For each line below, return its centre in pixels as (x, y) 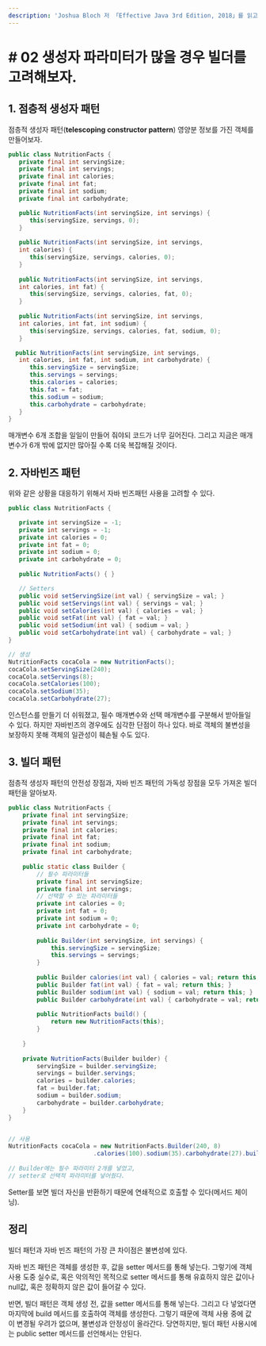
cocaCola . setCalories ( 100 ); (55, 684)
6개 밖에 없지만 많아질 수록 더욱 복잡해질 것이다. (103, 445)
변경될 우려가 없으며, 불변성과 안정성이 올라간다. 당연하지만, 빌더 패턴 (123, 1323)
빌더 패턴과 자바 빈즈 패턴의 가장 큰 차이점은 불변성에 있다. (98, 1250)
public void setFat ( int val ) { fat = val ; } (93, 618)
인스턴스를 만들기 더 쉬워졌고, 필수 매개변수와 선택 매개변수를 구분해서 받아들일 (130, 715)
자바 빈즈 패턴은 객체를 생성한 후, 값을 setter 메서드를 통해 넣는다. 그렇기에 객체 (130, 1267)
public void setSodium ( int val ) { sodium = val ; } (104, 625)
